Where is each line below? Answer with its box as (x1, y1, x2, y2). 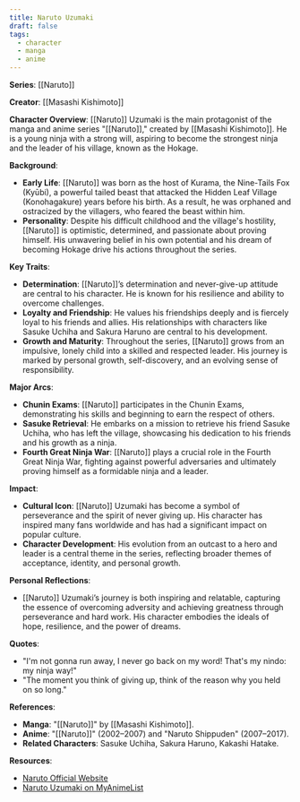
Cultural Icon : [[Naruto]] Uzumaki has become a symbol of (21, 501, 240, 511)
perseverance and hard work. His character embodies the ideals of (21, 611, 270, 622)
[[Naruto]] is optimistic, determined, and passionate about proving (21, 225, 267, 236)
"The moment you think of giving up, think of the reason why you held (21, 675, 281, 686)
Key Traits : (9, 262, 51, 272)
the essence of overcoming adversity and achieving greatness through (21, 602, 284, 612)
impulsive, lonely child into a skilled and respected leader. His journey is (21, 346, 288, 356)
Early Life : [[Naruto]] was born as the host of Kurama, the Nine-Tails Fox (21, 177, 290, 188)
